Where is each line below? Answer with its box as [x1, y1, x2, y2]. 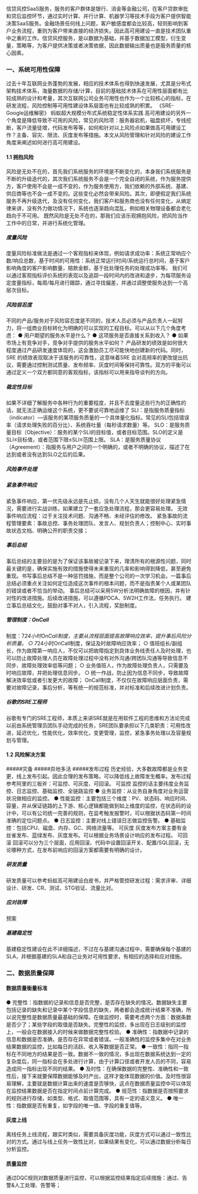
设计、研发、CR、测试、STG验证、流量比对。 [6, 884, 116, 891]
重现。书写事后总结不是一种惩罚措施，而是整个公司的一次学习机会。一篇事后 [6, 572, 192, 579]
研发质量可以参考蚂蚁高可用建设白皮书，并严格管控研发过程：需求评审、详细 [6, 877, 192, 884]
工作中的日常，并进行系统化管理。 [6, 219, 89, 226]
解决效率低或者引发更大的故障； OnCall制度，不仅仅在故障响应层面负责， [6, 677, 183, 684]
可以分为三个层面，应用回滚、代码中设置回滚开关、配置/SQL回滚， [22, 839, 184, 846]
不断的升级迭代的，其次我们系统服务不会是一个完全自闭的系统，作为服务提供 [6, 175, 192, 182]
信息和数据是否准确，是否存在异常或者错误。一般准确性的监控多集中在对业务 [6, 1035, 192, 1043]
